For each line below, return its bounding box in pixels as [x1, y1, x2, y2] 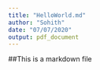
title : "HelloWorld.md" [8, 11, 87, 19]
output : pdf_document [8, 33, 80, 41]
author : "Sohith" [8, 19, 65, 26]
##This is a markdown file [8, 54, 92, 64]
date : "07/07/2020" [8, 26, 72, 33]
